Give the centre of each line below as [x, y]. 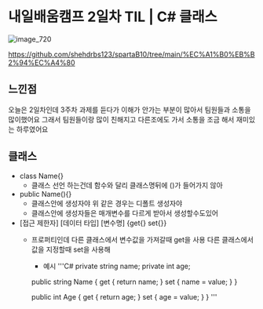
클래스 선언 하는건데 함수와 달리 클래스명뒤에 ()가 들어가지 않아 [127, 185]
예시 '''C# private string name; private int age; [117, 266]
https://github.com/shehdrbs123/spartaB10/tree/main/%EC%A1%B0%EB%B [131, 54]
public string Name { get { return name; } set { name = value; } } [134, 282]
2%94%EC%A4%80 [42, 62]
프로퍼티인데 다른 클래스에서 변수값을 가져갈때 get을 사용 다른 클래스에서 [142, 239]
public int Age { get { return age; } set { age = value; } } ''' [124, 296]
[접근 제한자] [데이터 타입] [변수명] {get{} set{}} [93, 223]
